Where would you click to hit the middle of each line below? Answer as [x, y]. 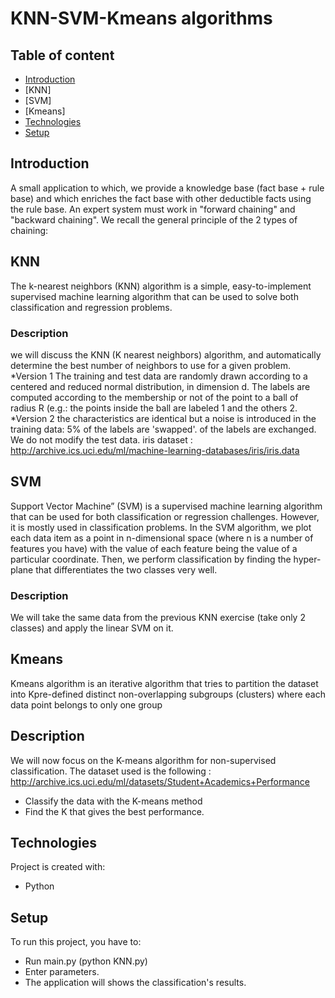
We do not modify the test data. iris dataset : [101, 439]
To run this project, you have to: [76, 942]
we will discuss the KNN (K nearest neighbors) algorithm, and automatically [166, 354]
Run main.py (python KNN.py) [86, 961]
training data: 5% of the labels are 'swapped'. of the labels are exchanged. [163, 429]
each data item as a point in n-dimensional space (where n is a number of [162, 538]
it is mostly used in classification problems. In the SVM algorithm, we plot [161, 527]
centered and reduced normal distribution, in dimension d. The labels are [160, 386]
